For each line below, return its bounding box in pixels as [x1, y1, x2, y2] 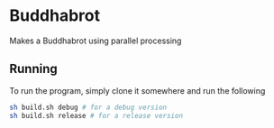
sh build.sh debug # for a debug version [9, 103, 168, 112]
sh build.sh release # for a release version [9, 111, 183, 120]
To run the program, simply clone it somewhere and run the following [9, 85, 266, 96]
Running [9, 61, 59, 77]
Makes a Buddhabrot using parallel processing [9, 35, 182, 46]
